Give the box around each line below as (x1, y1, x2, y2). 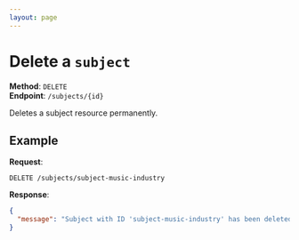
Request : (9, 156, 44, 167)
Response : (9, 189, 50, 200)
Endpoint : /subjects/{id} (9, 90, 104, 100)
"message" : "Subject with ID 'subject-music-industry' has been (17, 215, 261, 224)
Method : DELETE (9, 81, 68, 92)
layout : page (9, 12, 58, 22)
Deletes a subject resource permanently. (9, 108, 158, 118)
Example (9, 132, 59, 148)
